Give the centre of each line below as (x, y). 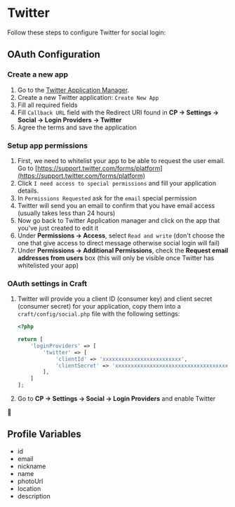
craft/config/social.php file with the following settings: (99, 314)
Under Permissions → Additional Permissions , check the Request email (123, 250)
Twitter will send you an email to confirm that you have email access (116, 205)
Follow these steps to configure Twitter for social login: (87, 32)
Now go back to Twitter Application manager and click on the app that (119, 220)
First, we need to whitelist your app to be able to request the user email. (121, 160)
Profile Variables (45, 434)
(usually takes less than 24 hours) (66, 213)
